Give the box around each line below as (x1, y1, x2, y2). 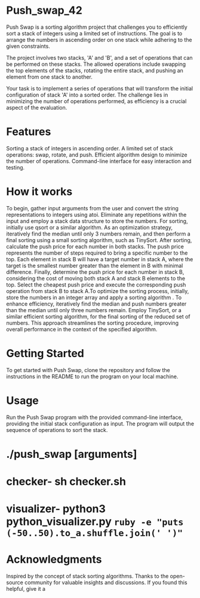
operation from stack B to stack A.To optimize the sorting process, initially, (6, 287, 189, 294)
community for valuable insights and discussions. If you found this (24, 579, 187, 586)
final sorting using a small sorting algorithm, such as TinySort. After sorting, (6, 236, 192, 243)
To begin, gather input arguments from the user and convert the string (6, 204, 179, 212)
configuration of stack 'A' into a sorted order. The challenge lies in (6, 91, 168, 98)
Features (6, 125, 51, 138)
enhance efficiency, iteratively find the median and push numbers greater (6, 300, 187, 307)
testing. (6, 164, 25, 171)
